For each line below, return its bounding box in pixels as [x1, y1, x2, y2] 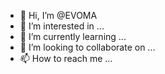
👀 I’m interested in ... [19, 20, 105, 32]
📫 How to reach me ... [19, 53, 113, 64]
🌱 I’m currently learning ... [19, 31, 127, 42]
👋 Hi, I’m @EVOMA [19, 10, 98, 21]
